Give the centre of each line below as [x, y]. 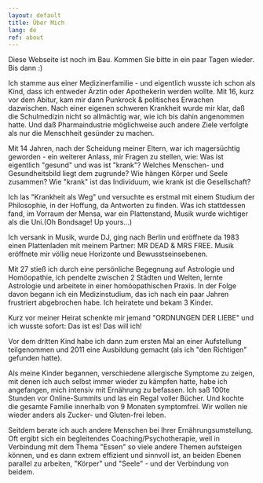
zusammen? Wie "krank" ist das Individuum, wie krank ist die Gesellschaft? [130, 182]
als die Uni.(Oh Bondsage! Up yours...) [70, 222]
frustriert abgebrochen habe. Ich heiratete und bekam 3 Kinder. [111, 302]
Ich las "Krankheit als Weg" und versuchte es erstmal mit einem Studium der [131, 197]
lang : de [22, 30]
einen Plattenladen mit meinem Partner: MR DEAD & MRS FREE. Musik [121, 246]
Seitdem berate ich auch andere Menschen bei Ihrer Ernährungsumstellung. [131, 430]
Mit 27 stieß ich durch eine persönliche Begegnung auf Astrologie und [122, 269]
